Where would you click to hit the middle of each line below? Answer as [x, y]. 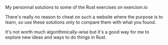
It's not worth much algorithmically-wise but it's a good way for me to [77, 32]
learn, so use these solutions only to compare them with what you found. [81, 22]
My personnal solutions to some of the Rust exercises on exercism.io [76, 7]
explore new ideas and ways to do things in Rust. [56, 37]
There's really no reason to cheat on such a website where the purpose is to [84, 17]
